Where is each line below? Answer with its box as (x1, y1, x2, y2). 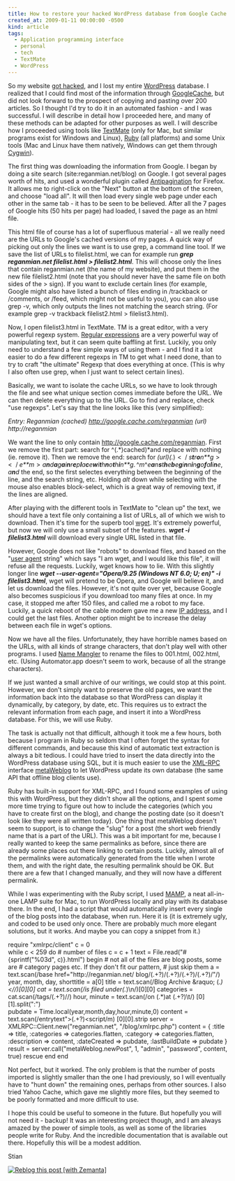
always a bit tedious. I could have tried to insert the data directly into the (8, 751, 215, 759)
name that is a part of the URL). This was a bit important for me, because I (8, 831, 221, 840)
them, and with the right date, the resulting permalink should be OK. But (8, 861, 214, 870)
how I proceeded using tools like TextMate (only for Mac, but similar (8, 126, 203, 134)
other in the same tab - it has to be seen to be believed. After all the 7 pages (8, 199, 227, 207)
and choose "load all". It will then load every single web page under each (8, 192, 218, 200)
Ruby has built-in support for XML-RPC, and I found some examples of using (8, 786, 228, 795)
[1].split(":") (8, 1000, 41, 1008)
